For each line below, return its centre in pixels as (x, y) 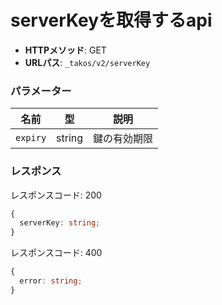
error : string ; (51, 281)
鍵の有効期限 (123, 139)
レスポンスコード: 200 (56, 195)
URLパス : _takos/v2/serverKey (87, 62)
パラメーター (41, 91)
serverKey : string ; (60, 223)
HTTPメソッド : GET (65, 50)
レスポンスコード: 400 (56, 253)
